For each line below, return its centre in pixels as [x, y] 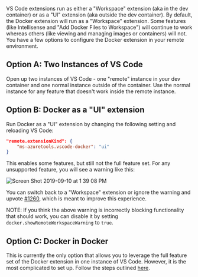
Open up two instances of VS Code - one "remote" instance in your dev [93, 78]
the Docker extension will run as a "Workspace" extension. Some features [96, 21]
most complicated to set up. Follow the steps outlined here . [78, 268]
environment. [22, 46]
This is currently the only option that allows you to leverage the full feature [97, 255]
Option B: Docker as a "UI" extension [75, 110]
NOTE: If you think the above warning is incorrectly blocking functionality [95, 210]
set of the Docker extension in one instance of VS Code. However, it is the [96, 262]
